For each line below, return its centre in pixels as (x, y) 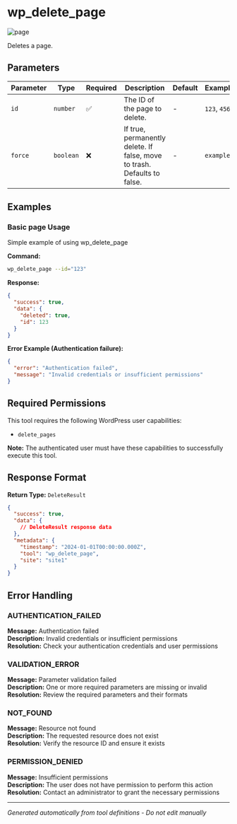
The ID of (139, 100)
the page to (143, 108)
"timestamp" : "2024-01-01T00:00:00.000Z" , (83, 547)
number (65, 108)
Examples (29, 207)
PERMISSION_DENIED (45, 762)
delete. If (138, 146)
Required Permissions (57, 404)
